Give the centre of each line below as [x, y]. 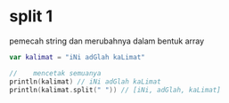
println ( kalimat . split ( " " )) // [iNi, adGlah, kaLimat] [115, 90]
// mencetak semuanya [55, 73]
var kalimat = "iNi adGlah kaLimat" [77, 57]
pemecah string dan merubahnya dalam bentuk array [107, 41]
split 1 [31, 16]
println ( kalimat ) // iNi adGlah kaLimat [86, 82]
